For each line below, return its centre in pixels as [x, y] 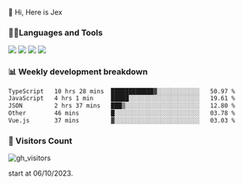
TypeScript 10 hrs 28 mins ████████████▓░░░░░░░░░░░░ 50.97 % [122, 91]
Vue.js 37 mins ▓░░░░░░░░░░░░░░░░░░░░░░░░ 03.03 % [122, 121]
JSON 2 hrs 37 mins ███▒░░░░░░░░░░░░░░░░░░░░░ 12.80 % [122, 106]
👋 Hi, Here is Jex [35, 12]
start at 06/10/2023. [41, 173]
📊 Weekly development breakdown [78, 72]
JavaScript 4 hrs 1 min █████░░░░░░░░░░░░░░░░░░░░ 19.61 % [122, 99]
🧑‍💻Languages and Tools [55, 32]
